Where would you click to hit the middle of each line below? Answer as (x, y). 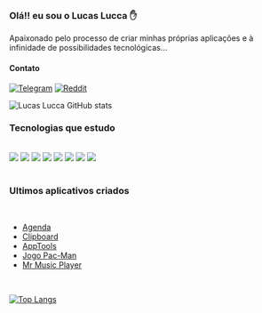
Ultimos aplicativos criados (69, 190)
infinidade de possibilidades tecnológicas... (88, 48)
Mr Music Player (52, 265)
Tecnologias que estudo (62, 128)
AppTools (40, 246)
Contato (24, 68)
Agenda (36, 228)
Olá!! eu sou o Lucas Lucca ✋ (73, 15)
